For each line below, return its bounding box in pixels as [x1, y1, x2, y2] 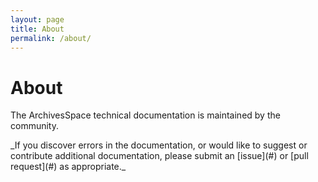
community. [10, 120, 59, 132]
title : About [10, 24, 65, 34]
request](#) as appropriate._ [10, 161, 127, 173]
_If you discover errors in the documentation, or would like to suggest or [10, 139, 308, 151]
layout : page [10, 14, 65, 25]
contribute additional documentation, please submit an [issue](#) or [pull [10, 150, 309, 162]
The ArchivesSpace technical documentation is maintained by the [10, 109, 281, 121]
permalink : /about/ [10, 33, 92, 43]
